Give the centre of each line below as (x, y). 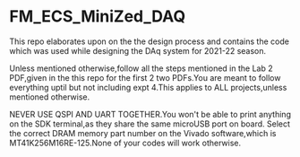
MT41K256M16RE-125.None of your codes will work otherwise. (125, 143)
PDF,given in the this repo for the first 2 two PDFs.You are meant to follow (145, 77)
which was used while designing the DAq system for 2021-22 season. (138, 50)
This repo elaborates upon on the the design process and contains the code (149, 41)
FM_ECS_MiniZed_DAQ (98, 17)
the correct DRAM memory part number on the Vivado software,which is (143, 133)
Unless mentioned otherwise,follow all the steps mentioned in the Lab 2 (141, 68)
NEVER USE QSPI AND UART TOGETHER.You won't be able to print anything (150, 114)
